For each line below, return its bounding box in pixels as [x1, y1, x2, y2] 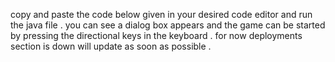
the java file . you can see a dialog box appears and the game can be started [10, 19, 326, 31]
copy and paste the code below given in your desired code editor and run [10, 9, 313, 20]
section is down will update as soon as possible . [10, 40, 212, 52]
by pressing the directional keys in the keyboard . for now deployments [10, 30, 303, 41]
